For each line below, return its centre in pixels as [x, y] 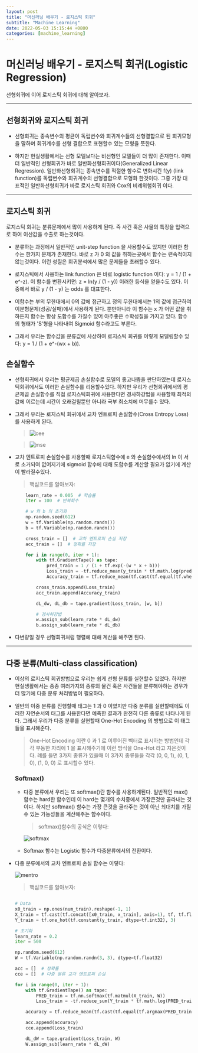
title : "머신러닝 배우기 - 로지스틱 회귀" [51, 17]
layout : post [22, 12]
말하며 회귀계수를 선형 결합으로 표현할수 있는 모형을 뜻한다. [89, 143]
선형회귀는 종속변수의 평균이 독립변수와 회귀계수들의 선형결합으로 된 [93, 136]
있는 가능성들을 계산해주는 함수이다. [71, 814]
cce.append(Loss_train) [55, 1028]
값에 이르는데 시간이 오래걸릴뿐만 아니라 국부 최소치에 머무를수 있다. [93, 401]
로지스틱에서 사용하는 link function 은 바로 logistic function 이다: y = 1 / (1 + [103, 274]
